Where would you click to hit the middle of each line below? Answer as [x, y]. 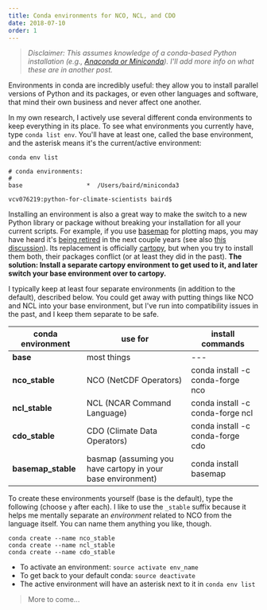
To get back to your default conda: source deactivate [108, 576]
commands [223, 344]
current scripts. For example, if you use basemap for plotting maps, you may [133, 231]
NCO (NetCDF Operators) [134, 381]
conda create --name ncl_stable [62, 545]
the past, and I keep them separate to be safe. [83, 315]
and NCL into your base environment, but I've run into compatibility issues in [133, 306]
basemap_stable [44, 469]
